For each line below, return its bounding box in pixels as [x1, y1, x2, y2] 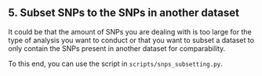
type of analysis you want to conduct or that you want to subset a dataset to [8, 35, 255, 45]
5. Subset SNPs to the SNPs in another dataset [8, 6, 239, 20]
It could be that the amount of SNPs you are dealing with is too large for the [8, 27, 253, 36]
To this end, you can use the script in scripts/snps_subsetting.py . [8, 59, 224, 68]
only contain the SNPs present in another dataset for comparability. [8, 43, 226, 53]
